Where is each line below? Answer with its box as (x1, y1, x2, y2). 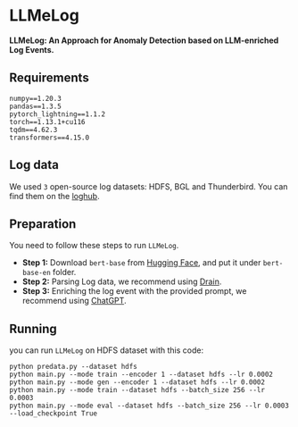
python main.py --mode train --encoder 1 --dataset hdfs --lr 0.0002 (9, 370, 274, 380)
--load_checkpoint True (9, 409, 98, 418)
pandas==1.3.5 (9, 102, 62, 111)
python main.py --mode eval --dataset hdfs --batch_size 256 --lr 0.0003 (9, 401, 290, 411)
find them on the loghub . (9, 190, 100, 201)
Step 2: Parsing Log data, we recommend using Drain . (21, 276, 222, 287)
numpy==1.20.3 (9, 94, 62, 103)
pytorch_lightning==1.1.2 (9, 109, 105, 119)
